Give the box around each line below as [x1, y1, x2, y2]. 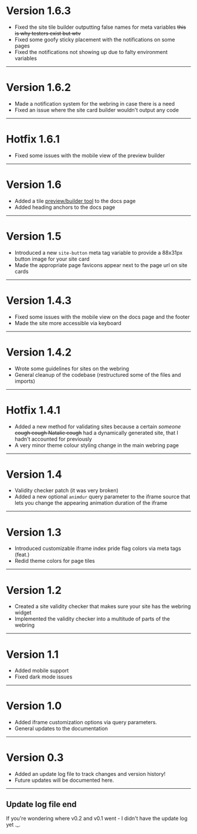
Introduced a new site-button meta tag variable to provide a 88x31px [14, 249, 183, 256]
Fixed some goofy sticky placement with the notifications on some [14, 36, 175, 43]
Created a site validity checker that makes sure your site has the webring [14, 603, 191, 610]
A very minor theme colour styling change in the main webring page [14, 441, 179, 448]
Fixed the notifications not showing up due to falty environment [14, 48, 168, 55]
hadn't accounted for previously [14, 435, 92, 443]
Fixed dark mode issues [14, 673, 73, 680]
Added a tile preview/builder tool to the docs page [14, 197, 136, 204]
